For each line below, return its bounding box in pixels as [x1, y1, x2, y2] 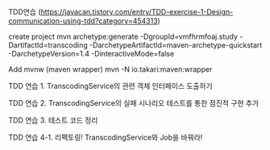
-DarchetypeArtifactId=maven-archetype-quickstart [89, 40, 263, 50]
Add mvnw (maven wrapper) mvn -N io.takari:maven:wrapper [8, 65, 213, 74]
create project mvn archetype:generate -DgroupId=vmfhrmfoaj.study [8, 31, 238, 41]
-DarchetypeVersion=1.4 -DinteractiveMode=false [8, 49, 175, 58]
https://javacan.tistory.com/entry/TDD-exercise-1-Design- [40, 7, 234, 16]
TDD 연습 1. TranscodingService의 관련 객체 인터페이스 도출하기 [8, 81, 213, 90]
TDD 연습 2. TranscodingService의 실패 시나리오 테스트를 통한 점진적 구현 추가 [8, 98, 260, 107]
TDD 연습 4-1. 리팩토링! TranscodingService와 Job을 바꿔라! [8, 132, 203, 142]
